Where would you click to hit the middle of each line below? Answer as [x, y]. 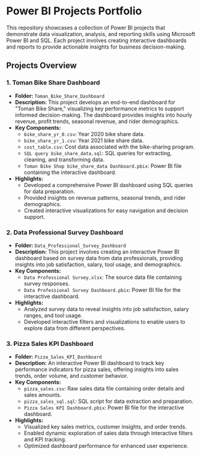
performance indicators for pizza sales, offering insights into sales [97, 369]
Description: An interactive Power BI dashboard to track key [89, 363]
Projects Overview [41, 66]
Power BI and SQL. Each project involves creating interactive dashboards [97, 40]
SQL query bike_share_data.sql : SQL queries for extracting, [98, 153]
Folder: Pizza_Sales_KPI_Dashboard [58, 357]
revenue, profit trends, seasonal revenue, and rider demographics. [97, 121]
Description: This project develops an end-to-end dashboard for [95, 102]
